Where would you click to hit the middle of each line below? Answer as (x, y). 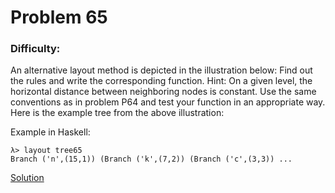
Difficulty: (35, 49)
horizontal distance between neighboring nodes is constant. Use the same (163, 92)
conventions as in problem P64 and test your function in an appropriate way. (168, 102)
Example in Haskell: (50, 132)
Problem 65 (59, 17)
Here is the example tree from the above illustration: (117, 113)
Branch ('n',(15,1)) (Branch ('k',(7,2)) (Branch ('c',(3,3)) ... (151, 159)
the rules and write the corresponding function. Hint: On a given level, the (161, 81)
